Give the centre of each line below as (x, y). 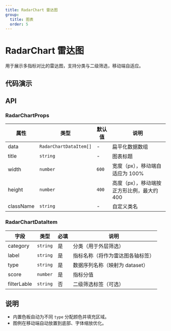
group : (12, 15)
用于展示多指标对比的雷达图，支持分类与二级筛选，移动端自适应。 (74, 66)
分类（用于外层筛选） (98, 246)
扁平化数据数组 (130, 147)
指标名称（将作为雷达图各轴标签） (114, 255)
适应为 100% (128, 174)
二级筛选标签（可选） (98, 284)
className (21, 206)
